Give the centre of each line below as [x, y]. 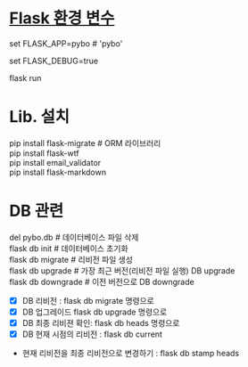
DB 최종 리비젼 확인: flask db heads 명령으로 [101, 322]
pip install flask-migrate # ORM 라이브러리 [85, 143]
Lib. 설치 [39, 117]
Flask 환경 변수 [62, 18]
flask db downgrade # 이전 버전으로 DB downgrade [102, 281]
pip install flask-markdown [58, 172]
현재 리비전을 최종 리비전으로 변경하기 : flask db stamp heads [131, 354]
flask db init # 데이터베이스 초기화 [69, 248]
